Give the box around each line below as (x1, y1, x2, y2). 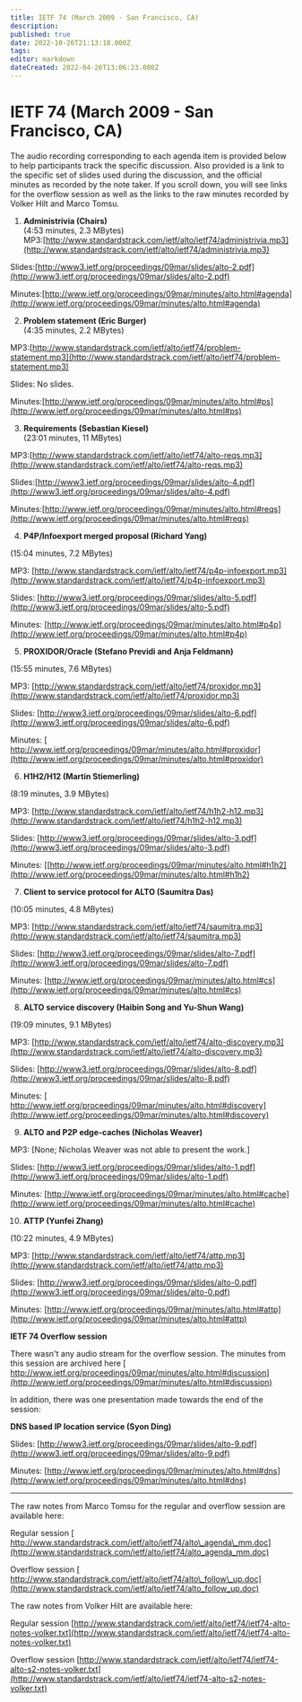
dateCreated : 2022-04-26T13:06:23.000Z (10, 64, 160, 73)
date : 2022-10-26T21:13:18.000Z (10, 38, 131, 48)
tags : (10, 47, 30, 56)
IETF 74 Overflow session (10, 1331, 108, 1342)
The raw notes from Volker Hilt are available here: (10, 1600, 194, 1611)
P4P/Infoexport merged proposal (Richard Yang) (22, 530, 208, 541)
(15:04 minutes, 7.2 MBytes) (10, 548, 113, 559)
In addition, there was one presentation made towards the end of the (10, 1394, 263, 1404)
